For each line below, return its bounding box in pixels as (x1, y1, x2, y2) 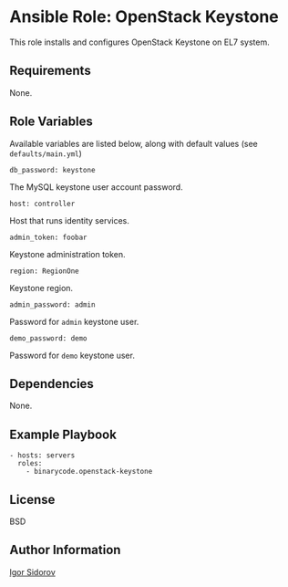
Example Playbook (9, 426, 117, 442)
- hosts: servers (9, 451, 76, 460)
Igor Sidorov (9, 566, 57, 577)
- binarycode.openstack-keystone (26, 467, 153, 477)
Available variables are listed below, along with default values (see (9, 138, 258, 149)
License (9, 491, 56, 508)
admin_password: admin (9, 299, 96, 309)
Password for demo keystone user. (9, 350, 135, 361)
